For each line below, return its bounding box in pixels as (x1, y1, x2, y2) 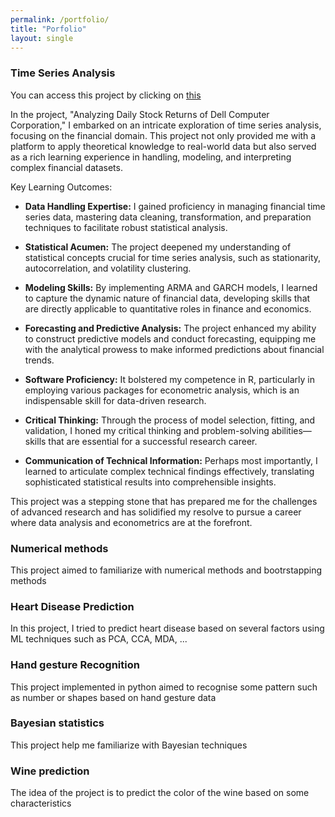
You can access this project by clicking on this (10, 89, 202, 101)
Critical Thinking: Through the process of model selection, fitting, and (24, 414, 316, 426)
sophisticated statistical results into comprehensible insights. (24, 476, 277, 488)
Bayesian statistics (10, 716, 105, 730)
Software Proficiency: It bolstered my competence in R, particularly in (24, 373, 315, 385)
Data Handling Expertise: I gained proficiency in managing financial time (24, 200, 326, 212)
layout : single (10, 33, 74, 43)
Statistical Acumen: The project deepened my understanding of (24, 241, 292, 253)
